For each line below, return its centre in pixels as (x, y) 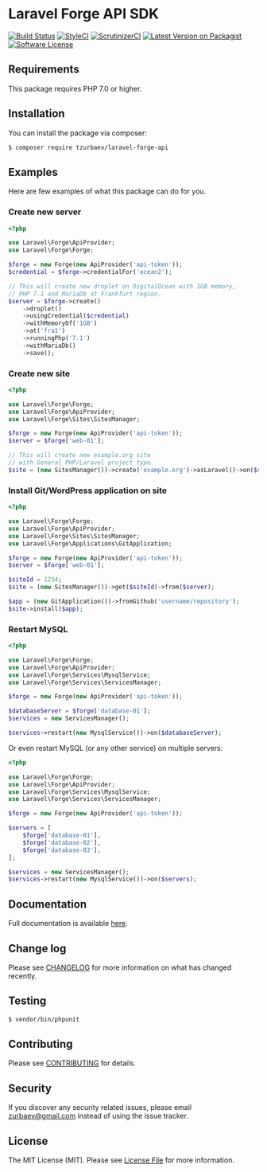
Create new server (45, 212)
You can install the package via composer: (77, 133)
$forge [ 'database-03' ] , (62, 850)
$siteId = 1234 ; (35, 580)
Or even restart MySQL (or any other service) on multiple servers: (116, 748)
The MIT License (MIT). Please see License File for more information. (121, 1160)
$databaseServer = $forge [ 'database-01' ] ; (79, 711)
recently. (23, 975)
